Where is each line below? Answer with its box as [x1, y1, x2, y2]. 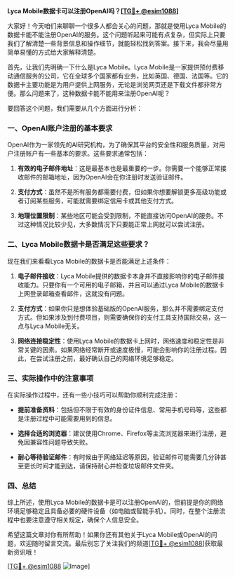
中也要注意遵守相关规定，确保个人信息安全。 [13, 515, 142, 524]
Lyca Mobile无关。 [29, 322, 83, 330]
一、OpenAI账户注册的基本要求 [7, 123, 113, 133]
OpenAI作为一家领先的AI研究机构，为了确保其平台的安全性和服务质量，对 [7, 140, 220, 149]
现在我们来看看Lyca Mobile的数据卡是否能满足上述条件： [7, 257, 172, 265]
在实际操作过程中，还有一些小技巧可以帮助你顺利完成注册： [7, 391, 180, 399]
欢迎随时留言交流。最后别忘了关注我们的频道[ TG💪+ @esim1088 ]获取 [19, 539, 217, 548]
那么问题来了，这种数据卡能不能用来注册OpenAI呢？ [19, 89, 170, 97]
